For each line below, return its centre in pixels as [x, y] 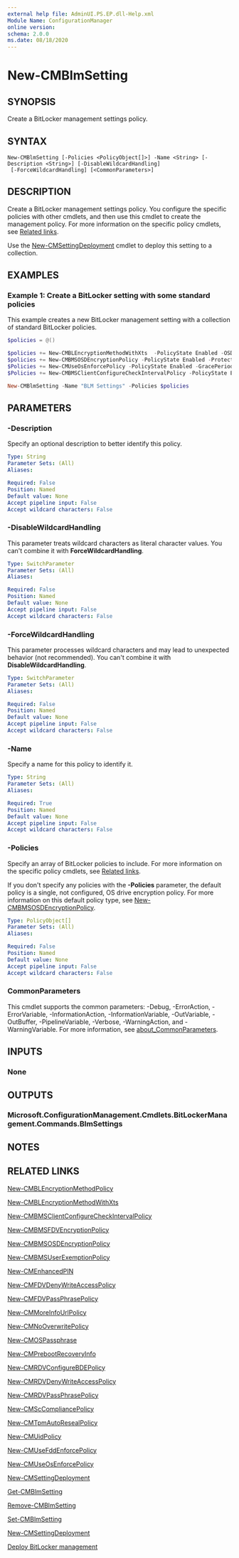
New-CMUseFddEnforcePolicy [52, 1450]
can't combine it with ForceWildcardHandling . [76, 550]
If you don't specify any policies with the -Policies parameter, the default [115, 885]
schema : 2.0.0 [28, 34]
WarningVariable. [33, 1029]
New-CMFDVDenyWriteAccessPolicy [62, 1285]
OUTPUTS [30, 1095]
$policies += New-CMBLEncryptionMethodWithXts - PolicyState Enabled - [116, 353]
